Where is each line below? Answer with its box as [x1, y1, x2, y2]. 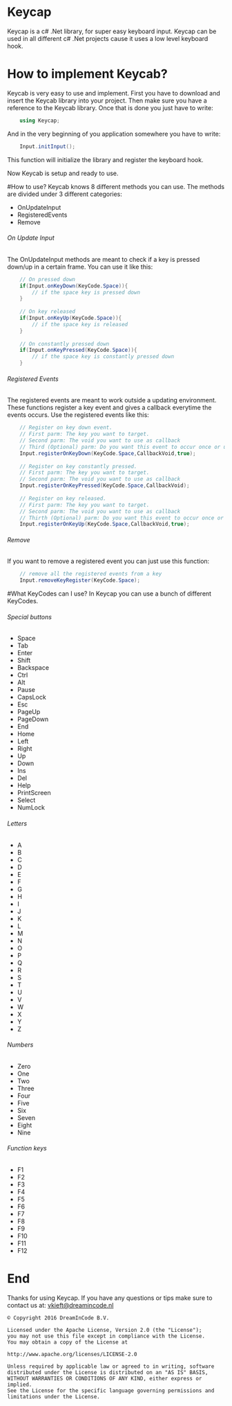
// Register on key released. [19, 495, 107, 502]
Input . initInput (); [19, 143, 76, 150]
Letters [7, 819, 28, 828]
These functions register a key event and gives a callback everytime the [7, 403, 212, 412]
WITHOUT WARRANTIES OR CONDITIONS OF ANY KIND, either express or [7, 1375, 202, 1382]
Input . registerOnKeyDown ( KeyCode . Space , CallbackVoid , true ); [19, 450, 196, 457]
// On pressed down [19, 276, 76, 283]
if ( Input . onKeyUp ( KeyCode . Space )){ [19, 314, 122, 322]
